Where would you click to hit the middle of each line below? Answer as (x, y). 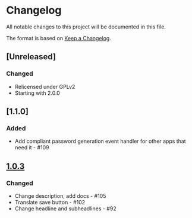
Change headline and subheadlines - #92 (66, 209)
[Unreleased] (31, 57)
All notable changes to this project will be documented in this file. (86, 27)
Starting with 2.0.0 (37, 93)
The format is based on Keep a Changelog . (59, 38)
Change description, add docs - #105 (60, 196)
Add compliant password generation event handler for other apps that (100, 141)
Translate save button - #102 (50, 202)
